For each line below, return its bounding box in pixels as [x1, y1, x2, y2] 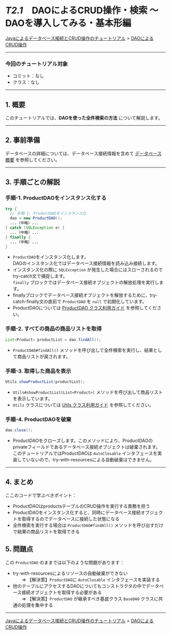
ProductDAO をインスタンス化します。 [12, 254, 89, 260]
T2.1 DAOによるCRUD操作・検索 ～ [5, 5, 159, 16]
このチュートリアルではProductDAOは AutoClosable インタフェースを [12, 450, 158, 456]
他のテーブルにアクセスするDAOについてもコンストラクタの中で [12, 583, 146, 589]
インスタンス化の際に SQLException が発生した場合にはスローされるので [12, 267, 163, 273]
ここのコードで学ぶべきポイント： [5, 492, 77, 498]
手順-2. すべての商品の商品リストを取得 [5, 325, 102, 333]
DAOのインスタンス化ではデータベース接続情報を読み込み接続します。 [12, 260, 160, 266]
